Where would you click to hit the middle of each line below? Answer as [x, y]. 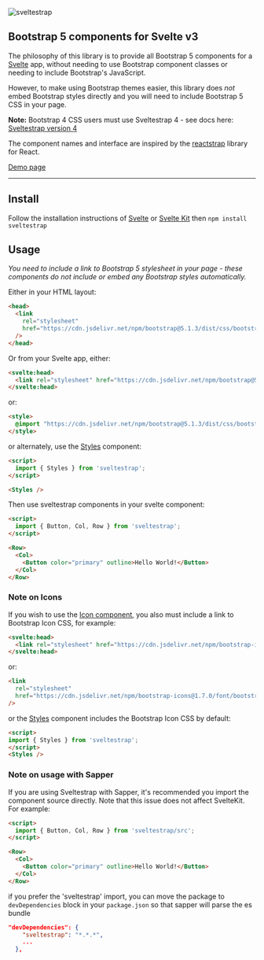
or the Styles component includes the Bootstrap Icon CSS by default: [120, 718]
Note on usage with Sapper [61, 775]
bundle [20, 913]
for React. [24, 151]
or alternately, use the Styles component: [75, 446]
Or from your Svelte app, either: [59, 358]
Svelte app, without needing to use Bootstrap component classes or [118, 64]
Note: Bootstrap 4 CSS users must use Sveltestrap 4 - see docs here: [121, 120]
